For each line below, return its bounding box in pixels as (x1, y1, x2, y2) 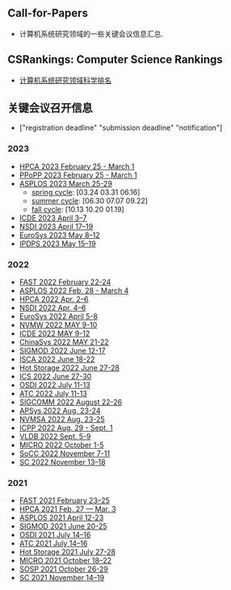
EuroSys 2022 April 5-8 (19, 312, 99, 321)
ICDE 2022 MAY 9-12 (19, 328, 90, 338)
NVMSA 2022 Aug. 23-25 (19, 415, 106, 425)
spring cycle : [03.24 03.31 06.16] (31, 187, 141, 197)
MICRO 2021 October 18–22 (19, 556, 112, 566)
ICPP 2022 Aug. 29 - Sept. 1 (19, 423, 113, 433)
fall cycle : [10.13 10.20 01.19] (31, 204, 124, 214)
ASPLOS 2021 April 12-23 (19, 513, 104, 523)
